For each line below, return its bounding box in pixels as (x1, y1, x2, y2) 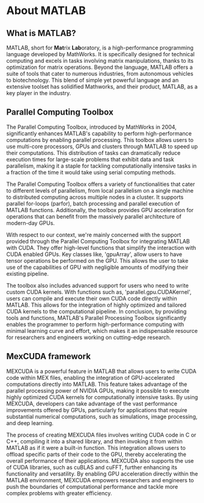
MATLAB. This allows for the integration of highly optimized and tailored (6, 301, 187, 309)
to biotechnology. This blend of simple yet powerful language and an (6, 77, 179, 84)
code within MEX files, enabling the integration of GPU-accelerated (6, 374, 175, 381)
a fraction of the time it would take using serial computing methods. (6, 168, 176, 176)
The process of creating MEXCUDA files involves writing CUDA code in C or (6, 431, 197, 438)
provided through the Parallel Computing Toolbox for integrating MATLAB (6, 237, 190, 244)
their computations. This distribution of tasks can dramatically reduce (6, 149, 181, 156)
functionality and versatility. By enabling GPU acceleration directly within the (6, 470, 199, 477)
